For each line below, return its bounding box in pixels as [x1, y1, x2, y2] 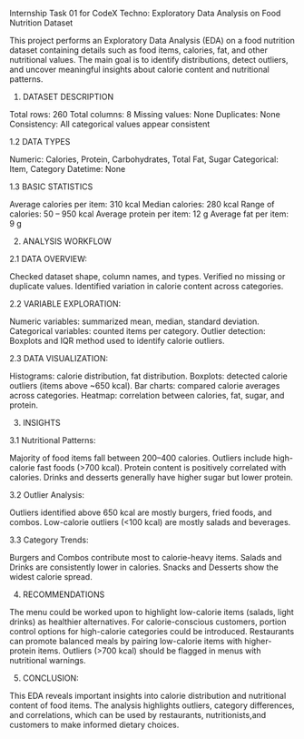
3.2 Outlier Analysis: [9, 490, 84, 500]
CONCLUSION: [22, 673, 79, 683]
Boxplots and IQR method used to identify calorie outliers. [9, 336, 225, 346]
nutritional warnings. [9, 655, 86, 665]
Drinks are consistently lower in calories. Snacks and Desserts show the [9, 562, 279, 572]
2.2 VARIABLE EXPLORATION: [9, 299, 121, 309]
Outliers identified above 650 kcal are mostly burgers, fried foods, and [9, 507, 272, 518]
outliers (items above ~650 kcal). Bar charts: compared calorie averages [9, 380, 280, 390]
